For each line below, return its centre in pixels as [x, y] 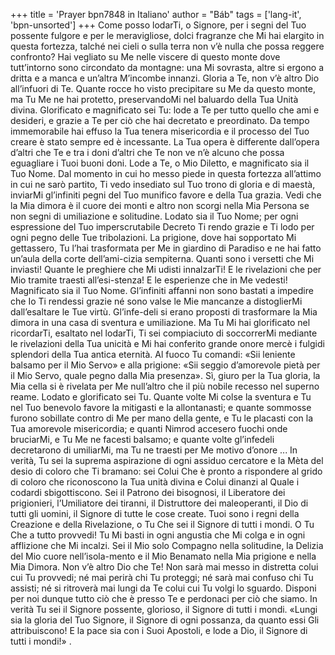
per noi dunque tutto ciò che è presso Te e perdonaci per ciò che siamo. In [164, 598]
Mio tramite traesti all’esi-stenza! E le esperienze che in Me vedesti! [149, 280]
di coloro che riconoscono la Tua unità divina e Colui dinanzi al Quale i [155, 482]
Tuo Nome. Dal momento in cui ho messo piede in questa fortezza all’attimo [166, 173]
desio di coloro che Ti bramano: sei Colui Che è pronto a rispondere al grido [166, 471]
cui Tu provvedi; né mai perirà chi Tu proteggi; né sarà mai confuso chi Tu [162, 577]
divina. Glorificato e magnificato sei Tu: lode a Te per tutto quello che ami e [165, 110]
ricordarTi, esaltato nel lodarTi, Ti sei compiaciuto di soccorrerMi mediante [164, 333]
